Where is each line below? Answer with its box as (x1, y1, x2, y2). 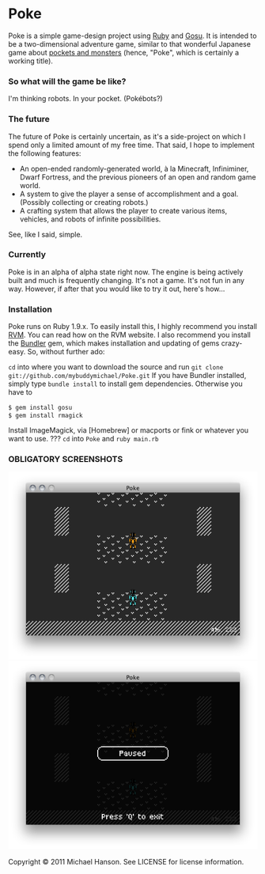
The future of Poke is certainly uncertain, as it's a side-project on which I (8, 131, 246, 141)
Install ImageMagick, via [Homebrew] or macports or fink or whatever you (8, 426, 249, 435)
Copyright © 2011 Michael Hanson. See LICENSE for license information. (8, 857, 244, 867)
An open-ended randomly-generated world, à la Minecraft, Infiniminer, (19, 164, 249, 173)
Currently (8, 249, 46, 260)
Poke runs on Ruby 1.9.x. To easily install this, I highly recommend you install (8, 322, 257, 331)
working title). (8, 56, 54, 66)
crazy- (221, 339, 243, 348)
